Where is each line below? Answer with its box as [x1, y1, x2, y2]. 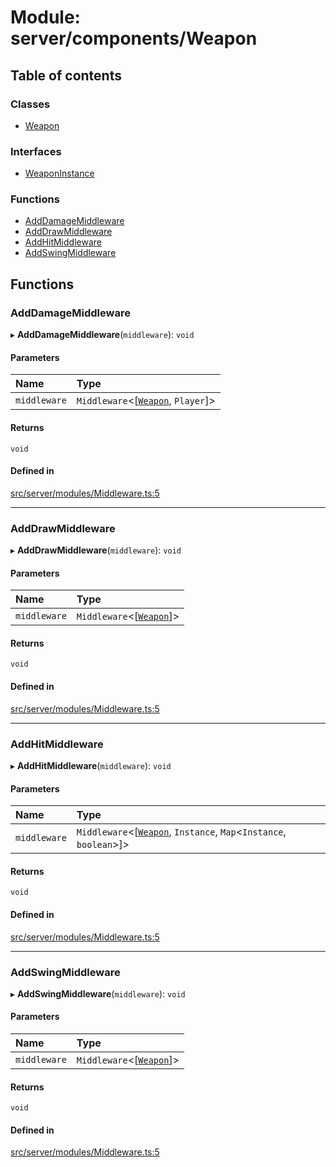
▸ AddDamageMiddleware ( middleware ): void [10, 329, 195, 341]
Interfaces [10, 144, 62, 158]
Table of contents [10, 67, 122, 84]
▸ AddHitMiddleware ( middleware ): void [10, 759, 172, 771]
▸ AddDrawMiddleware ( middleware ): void [10, 544, 182, 556]
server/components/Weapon [10, 27, 258, 50]
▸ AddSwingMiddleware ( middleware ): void [10, 987, 186, 1000]
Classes [10, 97, 51, 111]
